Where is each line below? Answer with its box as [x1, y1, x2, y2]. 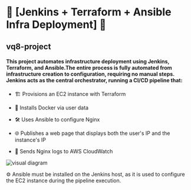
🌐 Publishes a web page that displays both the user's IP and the [14, 130, 170, 137]
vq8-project [6, 41, 51, 51]
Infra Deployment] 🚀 [6, 18, 107, 31]
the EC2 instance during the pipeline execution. [6, 177, 121, 184]
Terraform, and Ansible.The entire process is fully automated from [6, 65, 172, 72]
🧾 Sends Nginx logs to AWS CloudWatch [14, 147, 113, 154]
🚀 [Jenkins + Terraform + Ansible [6, 5, 172, 19]
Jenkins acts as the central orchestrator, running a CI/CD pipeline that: [6, 77, 183, 84]
